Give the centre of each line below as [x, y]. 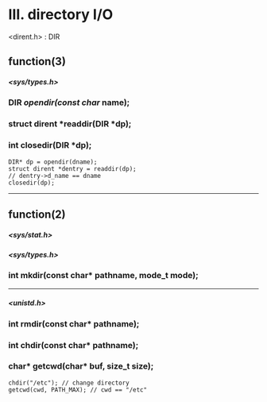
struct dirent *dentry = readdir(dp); [72, 168]
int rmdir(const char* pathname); [74, 323]
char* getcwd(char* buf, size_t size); [81, 366]
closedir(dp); [32, 183]
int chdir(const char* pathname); [74, 345]
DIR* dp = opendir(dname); [53, 162]
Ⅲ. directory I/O [61, 15]
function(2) [37, 214]
